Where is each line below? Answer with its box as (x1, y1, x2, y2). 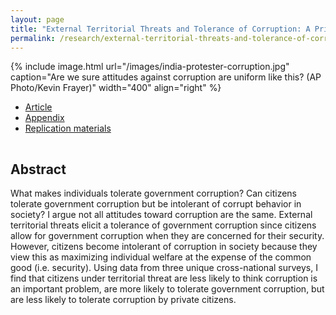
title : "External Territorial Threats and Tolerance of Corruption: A (10, 24, 311, 34)
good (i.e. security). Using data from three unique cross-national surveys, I (10, 262, 318, 274)
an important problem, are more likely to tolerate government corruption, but (10, 283, 325, 295)
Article (24, 101, 53, 113)
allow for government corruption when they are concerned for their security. (10, 230, 325, 242)
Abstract (10, 161, 67, 178)
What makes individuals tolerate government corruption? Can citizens (10, 187, 297, 200)
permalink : (10, 33, 56, 43)
